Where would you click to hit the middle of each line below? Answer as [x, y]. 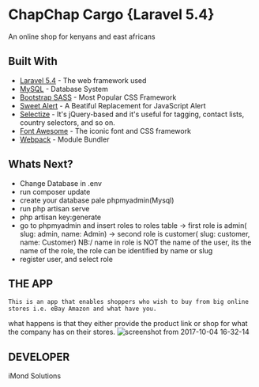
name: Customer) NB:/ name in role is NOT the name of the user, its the [135, 242]
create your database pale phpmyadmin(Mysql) [97, 200]
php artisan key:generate [60, 217]
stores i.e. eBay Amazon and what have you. [83, 309]
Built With [33, 61]
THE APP [31, 284]
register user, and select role [66, 259]
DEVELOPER [39, 357]
